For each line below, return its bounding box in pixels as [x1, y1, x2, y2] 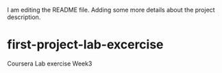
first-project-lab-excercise [7, 37, 164, 53]
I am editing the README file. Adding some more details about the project [7, 6, 215, 14]
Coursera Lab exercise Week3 [7, 59, 92, 68]
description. [7, 13, 41, 21]
